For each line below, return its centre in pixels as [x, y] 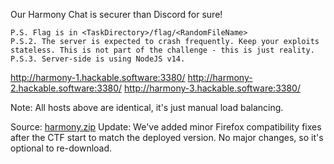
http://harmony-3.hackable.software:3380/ [212, 88]
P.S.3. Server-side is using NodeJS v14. [98, 59]
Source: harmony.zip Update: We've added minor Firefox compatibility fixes [166, 127]
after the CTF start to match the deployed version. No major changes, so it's [167, 137]
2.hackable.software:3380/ [66, 88]
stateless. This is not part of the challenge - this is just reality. [162, 50]
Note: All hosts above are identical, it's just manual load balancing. [147, 107]
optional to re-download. [61, 148]
